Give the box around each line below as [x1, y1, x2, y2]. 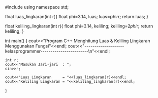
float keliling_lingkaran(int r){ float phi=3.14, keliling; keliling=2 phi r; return [5, 23, 154, 29]
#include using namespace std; [5, 4, 69, 10]
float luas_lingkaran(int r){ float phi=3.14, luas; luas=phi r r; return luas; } [5, 14, 149, 19]
